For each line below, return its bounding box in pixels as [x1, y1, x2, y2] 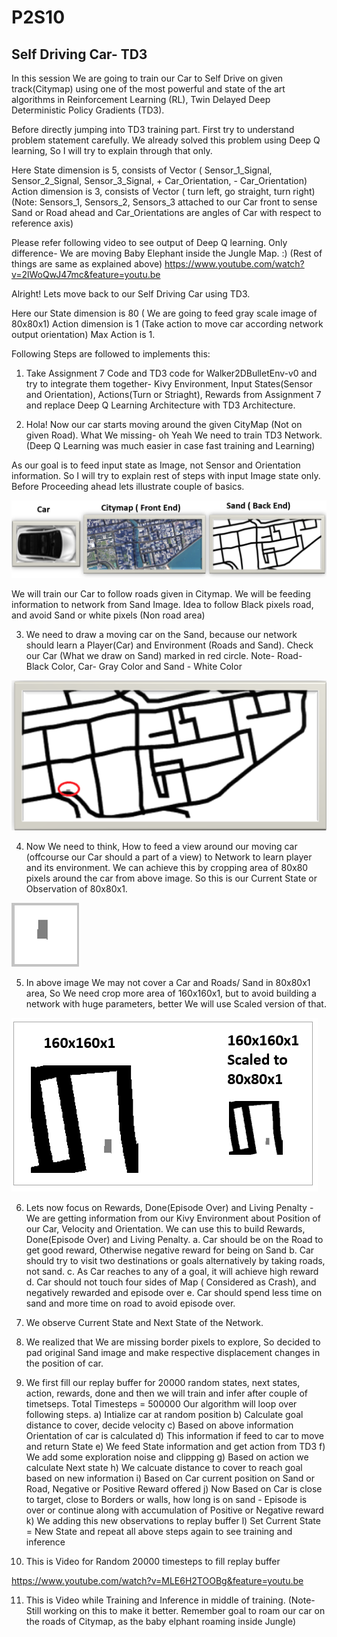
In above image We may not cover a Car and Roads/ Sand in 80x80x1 [25, 977, 311, 989]
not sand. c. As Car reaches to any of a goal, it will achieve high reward [25, 1266, 319, 1278]
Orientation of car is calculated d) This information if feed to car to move [25, 1430, 324, 1442]
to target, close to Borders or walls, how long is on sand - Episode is [25, 1494, 308, 1506]
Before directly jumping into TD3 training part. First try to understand [11, 124, 295, 135]
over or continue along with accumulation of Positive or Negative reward [25, 1504, 324, 1516]
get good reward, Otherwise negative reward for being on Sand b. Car [25, 1244, 315, 1256]
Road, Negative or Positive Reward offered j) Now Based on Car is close [25, 1483, 323, 1495]
